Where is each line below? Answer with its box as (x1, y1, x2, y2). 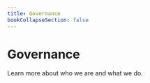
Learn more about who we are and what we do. (7, 69, 143, 77)
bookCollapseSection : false (7, 17, 89, 24)
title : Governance (7, 10, 61, 17)
